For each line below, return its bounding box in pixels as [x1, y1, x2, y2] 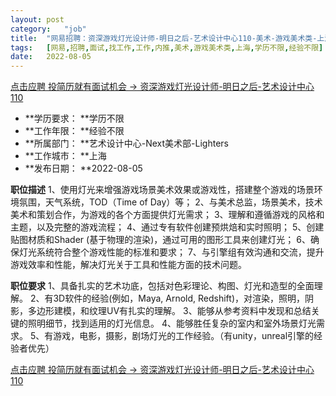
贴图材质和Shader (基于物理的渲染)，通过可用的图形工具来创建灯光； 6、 [10, 234, 311, 246]
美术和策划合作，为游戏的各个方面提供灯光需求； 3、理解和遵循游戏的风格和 [10, 209, 325, 221]
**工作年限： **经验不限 [24, 125, 125, 137]
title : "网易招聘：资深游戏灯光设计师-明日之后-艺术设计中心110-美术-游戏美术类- [10, 33, 318, 43]
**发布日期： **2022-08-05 [24, 162, 143, 175]
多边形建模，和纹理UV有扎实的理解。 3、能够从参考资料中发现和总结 [27, 305, 312, 317]
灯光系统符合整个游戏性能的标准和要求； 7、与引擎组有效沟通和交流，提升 [18, 246, 325, 258]
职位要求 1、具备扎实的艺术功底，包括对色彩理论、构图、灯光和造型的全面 [10, 280, 315, 292]
